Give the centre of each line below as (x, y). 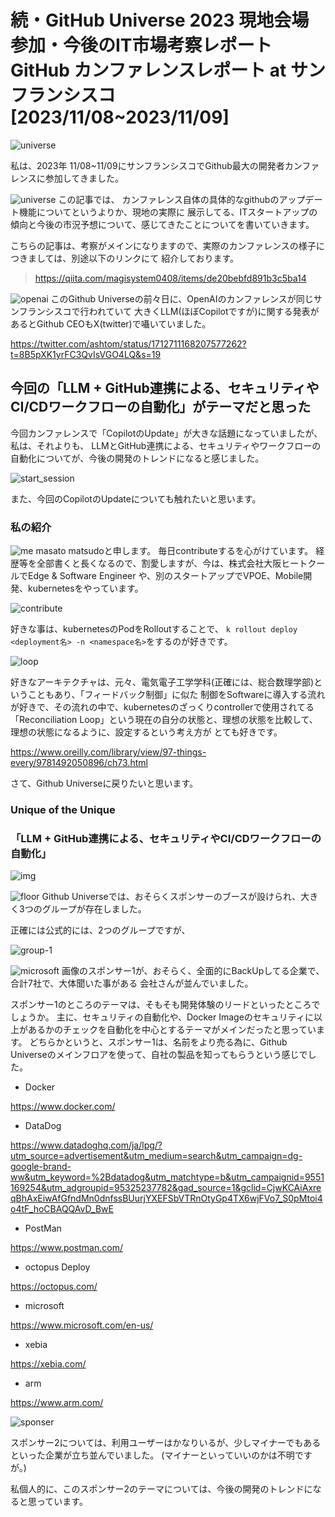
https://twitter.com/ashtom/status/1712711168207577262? (128, 343)
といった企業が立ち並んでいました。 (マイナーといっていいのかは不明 (152, 1455)
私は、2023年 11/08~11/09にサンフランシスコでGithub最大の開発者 (147, 165)
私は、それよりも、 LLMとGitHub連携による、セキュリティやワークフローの (166, 445)
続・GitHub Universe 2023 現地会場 (160, 20)
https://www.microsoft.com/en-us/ (82, 1325)
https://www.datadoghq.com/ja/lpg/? (86, 1145)
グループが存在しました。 (94, 909)
